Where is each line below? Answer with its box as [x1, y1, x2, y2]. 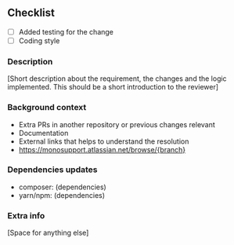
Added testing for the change [18, 27, 114, 36]
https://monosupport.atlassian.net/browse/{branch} [18, 144, 186, 154]
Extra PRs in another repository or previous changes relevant [18, 119, 216, 129]
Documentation [18, 128, 69, 137]
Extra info [7, 210, 45, 221]
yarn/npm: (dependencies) [18, 190, 106, 199]
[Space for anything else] [7, 228, 89, 238]
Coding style [18, 35, 60, 46]
